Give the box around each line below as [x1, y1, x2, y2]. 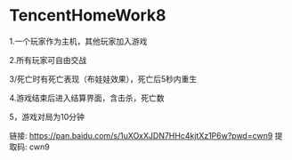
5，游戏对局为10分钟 [9, 111, 85, 122]
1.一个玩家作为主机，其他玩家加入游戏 [9, 36, 148, 46]
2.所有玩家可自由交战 [9, 54, 87, 65]
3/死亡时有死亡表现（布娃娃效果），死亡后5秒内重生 [9, 73, 198, 84]
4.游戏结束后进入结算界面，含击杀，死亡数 [9, 92, 165, 103]
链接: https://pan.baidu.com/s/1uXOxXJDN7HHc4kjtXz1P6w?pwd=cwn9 [9, 130, 273, 140]
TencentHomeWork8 [9, 5, 166, 26]
